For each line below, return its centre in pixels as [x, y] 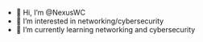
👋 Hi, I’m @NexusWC [51, 13]
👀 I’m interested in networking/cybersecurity [90, 21]
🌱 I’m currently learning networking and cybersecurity [106, 29]
